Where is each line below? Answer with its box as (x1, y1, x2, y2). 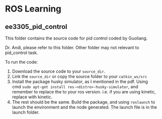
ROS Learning (5, 3, 61, 14)
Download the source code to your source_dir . (12, 68, 105, 74)
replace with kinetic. (12, 94, 53, 100)
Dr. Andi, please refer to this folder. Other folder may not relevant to (5, 45, 139, 50)
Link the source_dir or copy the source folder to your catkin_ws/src (12, 74, 147, 79)
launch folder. (12, 109, 40, 115)
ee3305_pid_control (5, 23, 68, 31)
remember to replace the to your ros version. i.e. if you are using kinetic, (12, 89, 156, 94)
